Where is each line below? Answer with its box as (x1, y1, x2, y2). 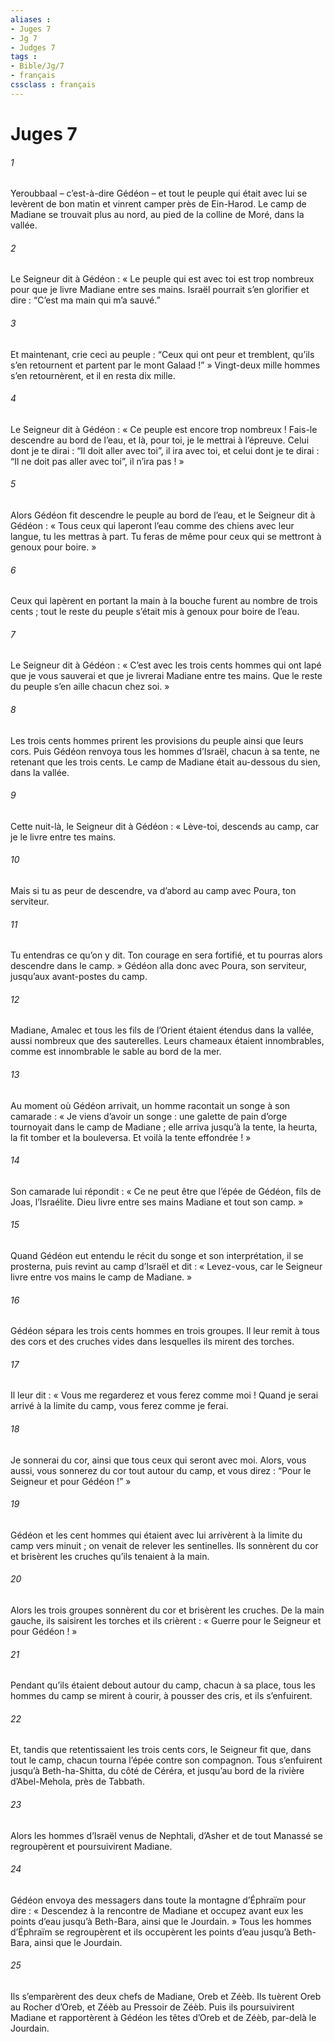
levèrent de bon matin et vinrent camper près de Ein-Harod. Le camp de (10, 198, 307, 210)
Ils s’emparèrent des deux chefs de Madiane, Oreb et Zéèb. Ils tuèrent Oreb (10, 1991, 322, 2003)
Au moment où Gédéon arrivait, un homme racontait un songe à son (10, 1099, 291, 1111)
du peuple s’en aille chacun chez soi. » (10, 681, 170, 693)
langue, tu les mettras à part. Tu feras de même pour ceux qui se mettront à (10, 530, 322, 542)
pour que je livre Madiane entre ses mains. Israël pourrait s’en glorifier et (10, 284, 310, 296)
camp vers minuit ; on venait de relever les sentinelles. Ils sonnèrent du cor (10, 1539, 319, 1551)
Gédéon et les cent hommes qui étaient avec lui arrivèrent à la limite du (10, 1529, 303, 1541)
